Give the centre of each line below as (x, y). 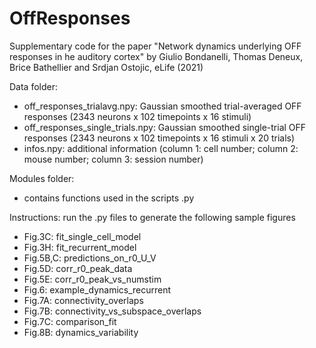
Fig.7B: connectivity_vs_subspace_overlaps (112, 311)
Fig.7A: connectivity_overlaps (83, 300)
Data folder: (34, 86)
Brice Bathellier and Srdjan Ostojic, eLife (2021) (106, 67)
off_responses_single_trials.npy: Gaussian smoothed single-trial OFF (165, 127)
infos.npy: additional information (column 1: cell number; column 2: (161, 148)
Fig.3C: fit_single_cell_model (82, 236)
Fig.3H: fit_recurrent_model (80, 247)
